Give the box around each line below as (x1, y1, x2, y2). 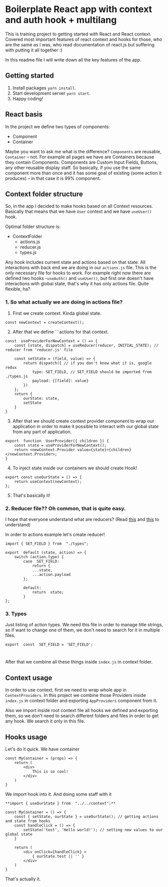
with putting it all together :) (5, 47, 63, 53)
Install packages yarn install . (12, 85, 76, 91)
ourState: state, (23, 396, 59, 401)
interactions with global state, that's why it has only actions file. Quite (5, 281, 149, 287)
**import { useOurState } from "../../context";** (5, 801, 116, 806)
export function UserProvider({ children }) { (5, 438, 109, 443)
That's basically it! (12, 492, 51, 498)
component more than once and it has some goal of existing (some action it (5, 170, 162, 176)
